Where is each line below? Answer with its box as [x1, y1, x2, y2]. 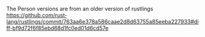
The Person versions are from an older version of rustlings [6, 5, 154, 12]
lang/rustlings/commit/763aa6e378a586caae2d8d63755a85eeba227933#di [6, 18, 199, 25]
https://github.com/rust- [6, 12, 67, 19]
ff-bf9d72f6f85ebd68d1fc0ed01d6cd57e [6, 24, 109, 32]
